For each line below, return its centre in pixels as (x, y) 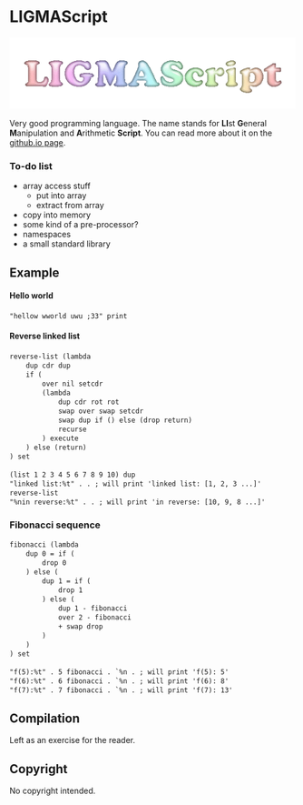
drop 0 (54, 563)
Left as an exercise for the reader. (73, 740)
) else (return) (57, 448)
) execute (60, 438)
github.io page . (38, 142)
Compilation (44, 718)
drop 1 (70, 590)
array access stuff (56, 186)
